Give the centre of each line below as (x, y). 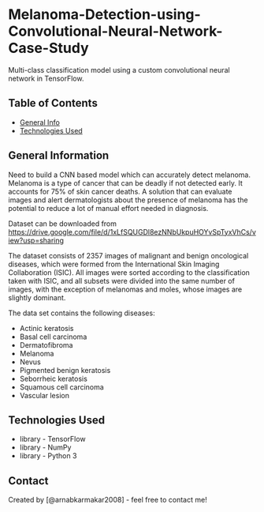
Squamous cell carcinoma (61, 387)
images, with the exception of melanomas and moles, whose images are (125, 289)
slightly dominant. (37, 297)
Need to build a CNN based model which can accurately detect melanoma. (129, 175)
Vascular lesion (44, 395)
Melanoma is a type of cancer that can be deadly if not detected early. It (125, 183)
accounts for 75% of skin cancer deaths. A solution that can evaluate (120, 191)
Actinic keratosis (46, 328)
